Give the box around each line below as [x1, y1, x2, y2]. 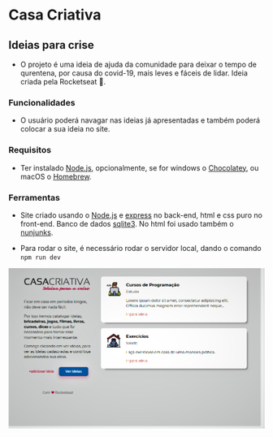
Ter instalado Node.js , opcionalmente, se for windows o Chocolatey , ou [19, 162, 259, 172]
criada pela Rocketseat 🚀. [19, 77, 106, 86]
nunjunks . [19, 227, 54, 237]
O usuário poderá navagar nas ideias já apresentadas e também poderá [19, 115, 261, 125]
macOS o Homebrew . [19, 171, 92, 181]
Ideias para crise [8, 38, 95, 52]
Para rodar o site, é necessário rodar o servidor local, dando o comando [19, 243, 262, 253]
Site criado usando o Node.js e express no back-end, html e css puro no [19, 210, 262, 220]
